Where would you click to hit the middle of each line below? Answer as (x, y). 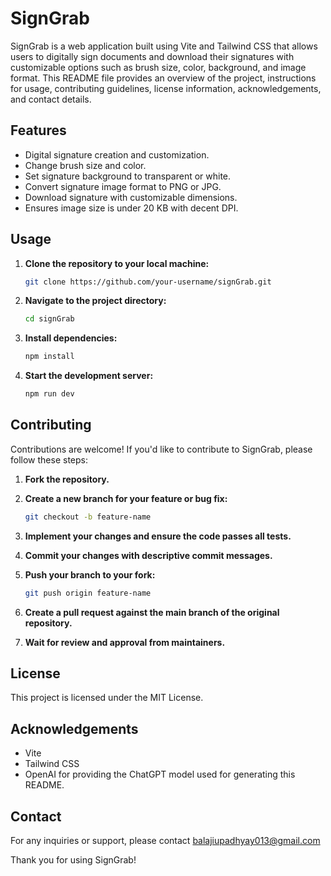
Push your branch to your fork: (90, 574)
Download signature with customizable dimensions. (131, 197)
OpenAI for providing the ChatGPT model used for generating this (160, 774)
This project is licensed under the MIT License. (107, 698)
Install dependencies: (71, 338)
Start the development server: (89, 376)
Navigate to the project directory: (95, 301)
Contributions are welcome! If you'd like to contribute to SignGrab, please (161, 449)
